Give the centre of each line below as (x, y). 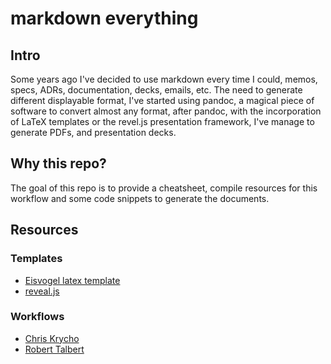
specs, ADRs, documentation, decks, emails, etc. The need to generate (156, 90)
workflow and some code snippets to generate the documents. (140, 198)
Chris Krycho (52, 338)
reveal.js (42, 291)
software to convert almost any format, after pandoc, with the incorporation (166, 111)
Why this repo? (58, 163)
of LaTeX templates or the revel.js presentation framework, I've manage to (162, 121)
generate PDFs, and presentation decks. (93, 132)
